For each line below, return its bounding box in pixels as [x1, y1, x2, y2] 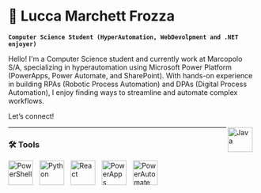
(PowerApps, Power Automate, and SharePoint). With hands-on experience [8, 70, 253, 80]
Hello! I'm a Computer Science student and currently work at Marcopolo [8, 54, 243, 63]
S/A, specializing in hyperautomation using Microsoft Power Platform [8, 62, 232, 72]
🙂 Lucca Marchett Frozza [8, 7, 176, 25]
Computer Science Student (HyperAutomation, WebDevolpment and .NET [8, 33, 239, 41]
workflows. [8, 96, 45, 105]
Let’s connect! [8, 111, 55, 121]
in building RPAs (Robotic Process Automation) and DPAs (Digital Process [8, 79, 248, 89]
